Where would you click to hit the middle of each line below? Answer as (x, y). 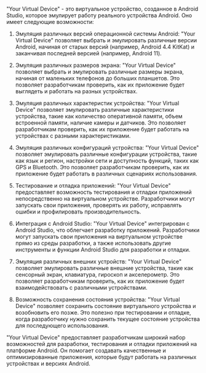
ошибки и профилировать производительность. (78, 212)
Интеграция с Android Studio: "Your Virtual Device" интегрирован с (102, 224)
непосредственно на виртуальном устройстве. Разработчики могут (105, 198)
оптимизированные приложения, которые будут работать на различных (101, 357)
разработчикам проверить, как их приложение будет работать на (102, 129)
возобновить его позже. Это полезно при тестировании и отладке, (103, 313)
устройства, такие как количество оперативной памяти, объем (99, 116)
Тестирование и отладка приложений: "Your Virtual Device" (93, 186)
